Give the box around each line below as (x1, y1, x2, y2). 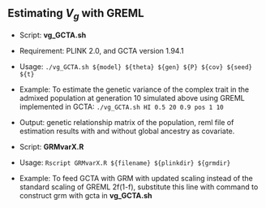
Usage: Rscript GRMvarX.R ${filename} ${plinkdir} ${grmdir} (19, 158, 231, 167)
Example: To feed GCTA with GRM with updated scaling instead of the (19, 174, 253, 183)
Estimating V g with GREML (7, 6, 144, 23)
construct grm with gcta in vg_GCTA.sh (19, 191, 152, 200)
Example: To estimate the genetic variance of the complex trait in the (19, 84, 250, 94)
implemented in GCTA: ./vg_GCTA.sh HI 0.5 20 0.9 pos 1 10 (19, 102, 224, 111)
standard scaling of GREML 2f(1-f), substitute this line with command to (19, 182, 259, 192)
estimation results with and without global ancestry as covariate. (19, 126, 235, 136)
